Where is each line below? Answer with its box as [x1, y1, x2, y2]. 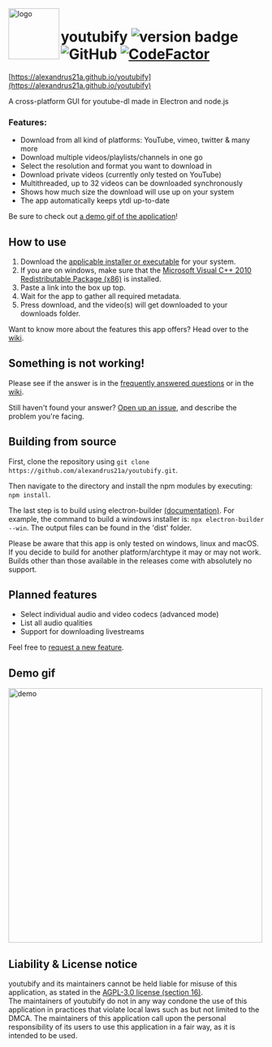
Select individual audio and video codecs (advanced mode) [19, 610, 219, 620]
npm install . [8, 489, 51, 499]
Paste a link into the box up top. [19, 283, 126, 292]
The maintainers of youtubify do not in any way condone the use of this [8, 997, 248, 1006]
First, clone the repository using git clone [8, 456, 150, 467]
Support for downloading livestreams [19, 627, 145, 637]
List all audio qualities [19, 618, 93, 628]
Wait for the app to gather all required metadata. [19, 291, 182, 301]
